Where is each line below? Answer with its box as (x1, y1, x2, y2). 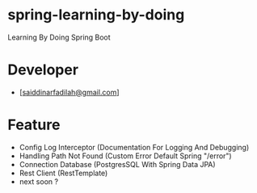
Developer (7, 61, 78, 79)
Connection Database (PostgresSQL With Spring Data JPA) (19, 159, 216, 169)
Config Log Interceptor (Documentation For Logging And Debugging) (19, 142, 250, 152)
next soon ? (19, 176, 58, 187)
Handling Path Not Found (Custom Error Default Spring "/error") (19, 151, 232, 161)
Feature (7, 115, 61, 134)
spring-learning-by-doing (7, 6, 185, 24)
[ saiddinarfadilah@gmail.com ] (19, 87, 120, 97)
